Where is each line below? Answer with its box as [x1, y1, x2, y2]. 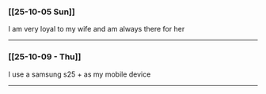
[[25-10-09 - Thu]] [8, 51, 82, 62]
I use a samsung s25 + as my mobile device [8, 70, 151, 79]
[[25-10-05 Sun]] [8, 6, 75, 17]
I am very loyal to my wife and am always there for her [8, 24, 185, 34]
